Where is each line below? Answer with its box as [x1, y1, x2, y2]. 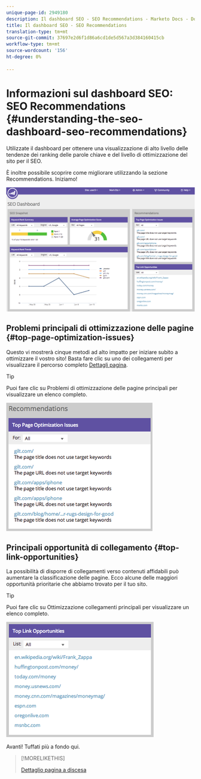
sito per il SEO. [6, 157, 42, 165]
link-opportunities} [6, 552, 79, 562]
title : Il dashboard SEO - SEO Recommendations [6, 22, 127, 28]
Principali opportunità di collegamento [6, 542, 153, 553]
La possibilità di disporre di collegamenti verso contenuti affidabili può [6, 568, 179, 575]
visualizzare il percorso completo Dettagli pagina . [6, 361, 128, 368]
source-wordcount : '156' [6, 48, 68, 54]
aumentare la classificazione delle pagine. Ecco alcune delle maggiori [6, 574, 178, 582]
